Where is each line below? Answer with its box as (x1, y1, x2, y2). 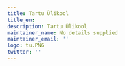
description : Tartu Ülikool (7, 23, 88, 30)
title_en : (7, 16, 36, 23)
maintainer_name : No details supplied (7, 29, 118, 36)
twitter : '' (7, 49, 41, 56)
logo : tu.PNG (7, 42, 45, 49)
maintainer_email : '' (7, 36, 69, 43)
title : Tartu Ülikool (7, 10, 69, 17)
